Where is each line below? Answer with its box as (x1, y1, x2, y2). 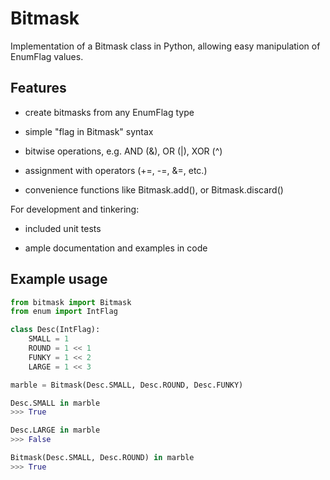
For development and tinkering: (10, 203, 140, 215)
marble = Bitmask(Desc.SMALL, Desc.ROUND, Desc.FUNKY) (10, 380, 244, 390)
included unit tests (24, 222, 102, 234)
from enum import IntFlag (10, 307, 118, 317)
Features (10, 80, 67, 97)
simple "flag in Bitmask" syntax (24, 125, 154, 137)
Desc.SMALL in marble (10, 398, 101, 408)
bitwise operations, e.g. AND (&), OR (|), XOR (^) (24, 145, 223, 157)
